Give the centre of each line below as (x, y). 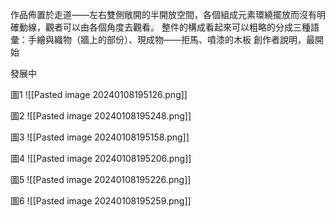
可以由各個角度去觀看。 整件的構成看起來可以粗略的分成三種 (186, 27)
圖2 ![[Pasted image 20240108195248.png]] (101, 116)
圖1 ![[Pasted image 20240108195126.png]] (99, 94)
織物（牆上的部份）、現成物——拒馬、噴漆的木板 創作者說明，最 (184, 39)
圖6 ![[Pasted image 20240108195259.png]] (101, 201)
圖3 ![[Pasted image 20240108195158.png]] (100, 137)
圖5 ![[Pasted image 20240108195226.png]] (101, 179)
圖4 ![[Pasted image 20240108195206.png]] (101, 158)
